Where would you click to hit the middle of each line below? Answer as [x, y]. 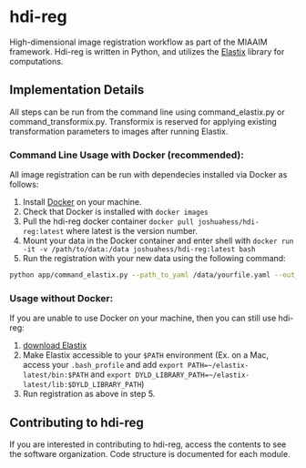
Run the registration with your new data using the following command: [154, 259]
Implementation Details [77, 90]
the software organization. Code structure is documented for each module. [150, 454]
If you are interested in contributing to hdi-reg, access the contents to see [148, 444]
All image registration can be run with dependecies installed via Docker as [148, 175]
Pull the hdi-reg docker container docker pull [108, 221]
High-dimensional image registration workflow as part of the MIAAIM [138, 42]
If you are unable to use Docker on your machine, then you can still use [143, 318]
